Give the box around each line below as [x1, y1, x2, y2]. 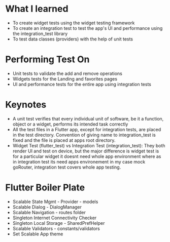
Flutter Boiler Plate [5, 182, 85, 193]
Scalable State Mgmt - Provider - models [12, 198, 98, 205]
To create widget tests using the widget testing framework [12, 20, 135, 26]
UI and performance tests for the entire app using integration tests [12, 81, 151, 87]
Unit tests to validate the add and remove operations [12, 70, 123, 76]
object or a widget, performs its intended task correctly [12, 121, 128, 127]
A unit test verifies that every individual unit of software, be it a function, [12, 115, 164, 122]
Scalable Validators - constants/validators [12, 225, 100, 231]
